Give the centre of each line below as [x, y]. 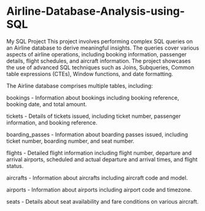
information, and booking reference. [52, 122]
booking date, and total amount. [47, 104]
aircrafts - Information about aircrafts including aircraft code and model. [97, 178]
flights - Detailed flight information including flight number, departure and [99, 153]
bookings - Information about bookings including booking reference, [93, 98]
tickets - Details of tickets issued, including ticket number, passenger [94, 116]
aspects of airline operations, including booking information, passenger [97, 54]
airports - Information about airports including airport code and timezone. [99, 190]
